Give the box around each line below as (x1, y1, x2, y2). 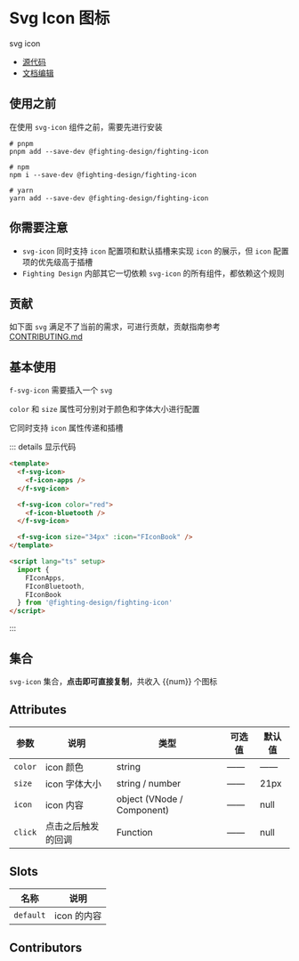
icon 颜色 (44, 761, 85, 773)
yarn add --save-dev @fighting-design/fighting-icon (9, 193, 209, 203)
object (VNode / (116, 793, 184, 805)
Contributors (9, 941, 83, 956)
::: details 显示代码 (9, 441, 77, 452)
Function (116, 826, 153, 838)
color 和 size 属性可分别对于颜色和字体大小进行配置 (9, 404, 200, 415)
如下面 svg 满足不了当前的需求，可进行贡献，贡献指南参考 (9, 321, 221, 332)
